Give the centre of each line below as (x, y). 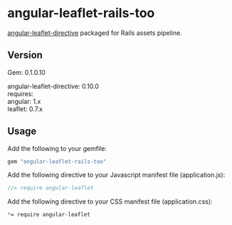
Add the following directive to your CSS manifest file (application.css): (110, 202)
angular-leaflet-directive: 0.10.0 (53, 86)
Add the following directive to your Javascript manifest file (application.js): (116, 175)
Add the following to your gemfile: (57, 148)
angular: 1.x (24, 101)
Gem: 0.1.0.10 (27, 72)
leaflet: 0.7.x (25, 109)
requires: (21, 93)
